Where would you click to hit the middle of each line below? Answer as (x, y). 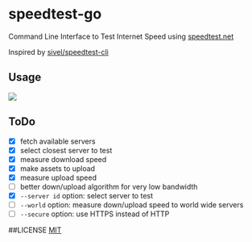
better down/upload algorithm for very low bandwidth (109, 186)
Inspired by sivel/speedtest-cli (58, 52)
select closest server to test (66, 150)
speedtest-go (55, 14)
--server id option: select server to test (87, 195)
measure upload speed (58, 177)
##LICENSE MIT (35, 230)
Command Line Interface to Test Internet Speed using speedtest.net (121, 36)
